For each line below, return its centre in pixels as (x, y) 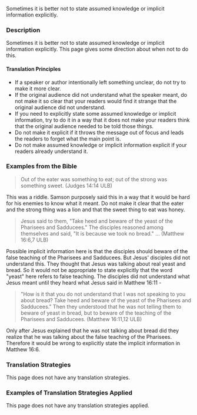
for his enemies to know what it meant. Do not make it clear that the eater (95, 203)
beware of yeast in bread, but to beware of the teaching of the (96, 313)
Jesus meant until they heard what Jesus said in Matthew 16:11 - (84, 282)
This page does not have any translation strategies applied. (78, 406)
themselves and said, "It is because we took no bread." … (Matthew (102, 233)
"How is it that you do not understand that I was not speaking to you (103, 294)
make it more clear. (38, 89)
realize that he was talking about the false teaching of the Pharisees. (89, 336)
